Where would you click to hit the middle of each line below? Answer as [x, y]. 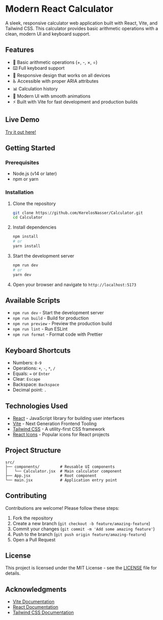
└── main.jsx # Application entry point [61, 480]
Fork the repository [33, 518]
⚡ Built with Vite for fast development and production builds [75, 102]
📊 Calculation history [35, 89]
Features [20, 50]
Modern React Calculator [59, 9]
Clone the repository [34, 203]
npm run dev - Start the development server [58, 313]
